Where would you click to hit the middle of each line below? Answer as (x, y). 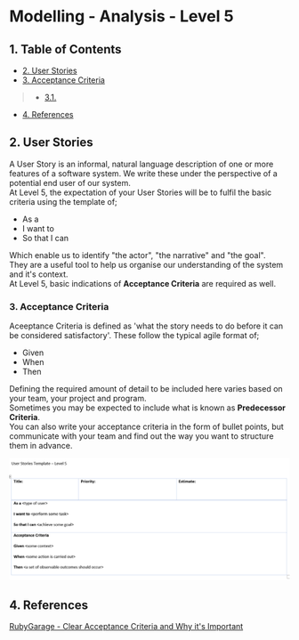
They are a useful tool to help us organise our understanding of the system (146, 264)
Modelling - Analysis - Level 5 (121, 16)
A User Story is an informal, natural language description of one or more (141, 164)
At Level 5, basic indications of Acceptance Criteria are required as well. (143, 283)
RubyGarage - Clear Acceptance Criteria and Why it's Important (126, 626)
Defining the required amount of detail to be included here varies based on (146, 389)
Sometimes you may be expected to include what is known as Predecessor (148, 408)
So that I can (45, 238)
